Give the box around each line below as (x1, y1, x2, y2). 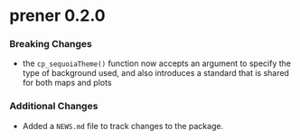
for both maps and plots (22, 78, 112, 89)
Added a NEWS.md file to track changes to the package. (22, 120, 224, 131)
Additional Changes (9, 100, 98, 113)
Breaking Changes (9, 38, 93, 51)
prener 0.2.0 (9, 5, 106, 26)
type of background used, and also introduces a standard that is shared (22, 68, 289, 79)
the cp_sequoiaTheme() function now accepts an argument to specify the (22, 58, 292, 69)
